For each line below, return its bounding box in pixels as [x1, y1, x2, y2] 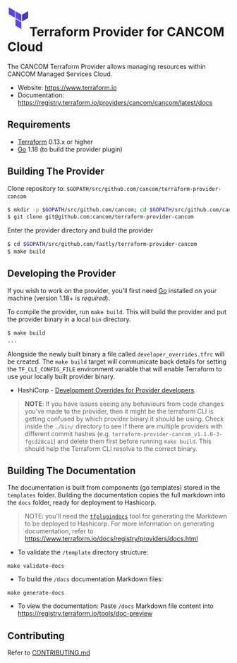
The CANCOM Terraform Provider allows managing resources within [7, 62, 206, 70]
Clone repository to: [7, 184, 66, 192]
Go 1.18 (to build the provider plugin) [17, 144, 123, 154]
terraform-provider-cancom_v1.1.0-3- [111, 430, 223, 438]
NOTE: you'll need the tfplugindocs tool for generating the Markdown [24, 512, 227, 521]
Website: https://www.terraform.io [17, 83, 117, 92]
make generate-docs [7, 590, 65, 597]
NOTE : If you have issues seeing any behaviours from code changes [24, 399, 224, 408]
